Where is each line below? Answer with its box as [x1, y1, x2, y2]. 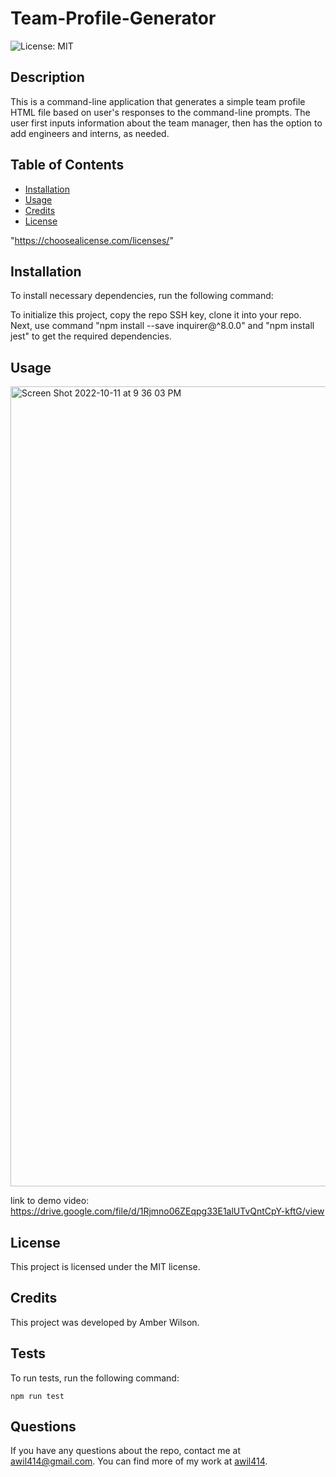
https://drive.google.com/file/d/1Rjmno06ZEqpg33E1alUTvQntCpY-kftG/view [10, 1205, 325, 1217]
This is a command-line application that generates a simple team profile [10, 95, 306, 107]
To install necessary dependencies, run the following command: [10, 290, 274, 302]
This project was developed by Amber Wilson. [10, 1316, 200, 1328]
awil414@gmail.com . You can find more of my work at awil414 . [10, 1455, 268, 1467]
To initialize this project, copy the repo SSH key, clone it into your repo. [10, 309, 302, 321]
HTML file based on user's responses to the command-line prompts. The [10, 106, 311, 118]
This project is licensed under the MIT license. [10, 1261, 201, 1272]
